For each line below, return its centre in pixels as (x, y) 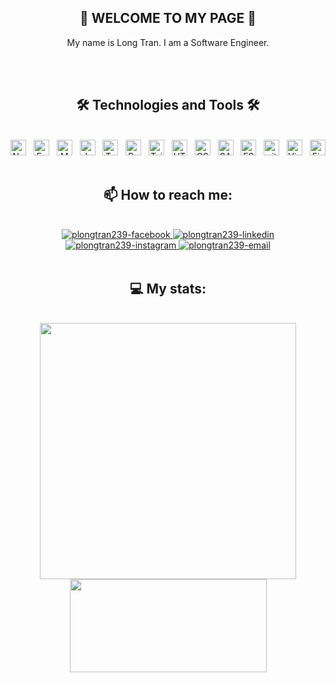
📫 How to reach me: (168, 195)
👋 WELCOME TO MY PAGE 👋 (168, 18)
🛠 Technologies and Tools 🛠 (168, 105)
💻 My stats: (168, 288)
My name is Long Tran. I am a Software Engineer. (168, 42)
